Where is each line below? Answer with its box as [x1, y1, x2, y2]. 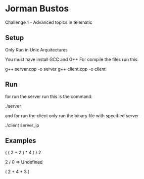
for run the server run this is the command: [5, 93, 93, 99]
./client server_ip [5, 122, 40, 128]
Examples [5, 136, 36, 145]
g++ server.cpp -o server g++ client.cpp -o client [5, 66, 106, 72]
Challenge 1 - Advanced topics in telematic [5, 19, 93, 25]
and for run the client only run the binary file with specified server [5, 112, 140, 119]
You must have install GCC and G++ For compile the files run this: [5, 56, 139, 62]
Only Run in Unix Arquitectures [5, 46, 68, 52]
